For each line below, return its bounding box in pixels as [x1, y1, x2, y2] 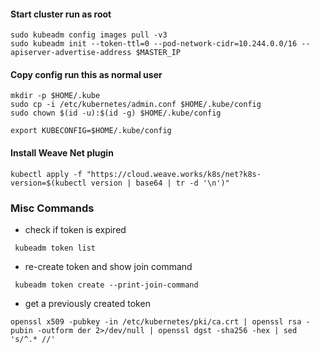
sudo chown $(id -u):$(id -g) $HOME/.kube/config [10, 108, 222, 119]
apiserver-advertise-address [10, 48, 132, 58]
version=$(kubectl [10, 178, 87, 188]
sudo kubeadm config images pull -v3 [10, 30, 168, 40]
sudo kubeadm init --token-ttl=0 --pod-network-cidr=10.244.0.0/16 [10, 39, 298, 49]
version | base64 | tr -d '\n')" [90, 178, 230, 188]
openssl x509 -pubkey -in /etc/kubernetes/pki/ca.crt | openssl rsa [10, 316, 302, 327]
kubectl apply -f [10, 169, 83, 179]
